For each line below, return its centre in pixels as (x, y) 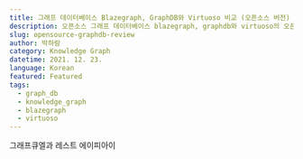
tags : (19, 85)
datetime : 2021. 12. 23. (56, 60)
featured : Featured (46, 77)
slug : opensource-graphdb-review (72, 34)
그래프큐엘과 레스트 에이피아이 (63, 145)
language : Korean (42, 69)
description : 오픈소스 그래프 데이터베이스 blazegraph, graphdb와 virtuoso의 (145, 26)
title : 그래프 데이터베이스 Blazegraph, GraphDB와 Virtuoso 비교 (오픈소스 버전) (150, 18)
